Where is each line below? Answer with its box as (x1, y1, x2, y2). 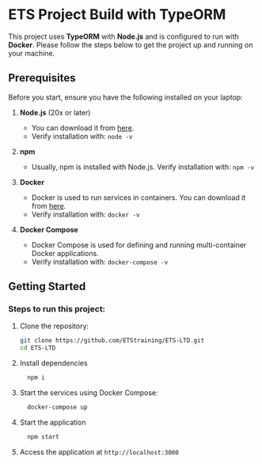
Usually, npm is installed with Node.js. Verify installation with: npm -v (31, 162, 255, 172)
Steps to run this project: (8, 304, 105, 315)
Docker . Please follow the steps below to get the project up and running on (8, 40, 253, 49)
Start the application (19, 417, 86, 427)
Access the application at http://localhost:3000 (19, 447, 180, 456)
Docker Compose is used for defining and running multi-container (31, 240, 247, 250)
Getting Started (8, 280, 86, 293)
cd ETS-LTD (19, 344, 56, 353)
